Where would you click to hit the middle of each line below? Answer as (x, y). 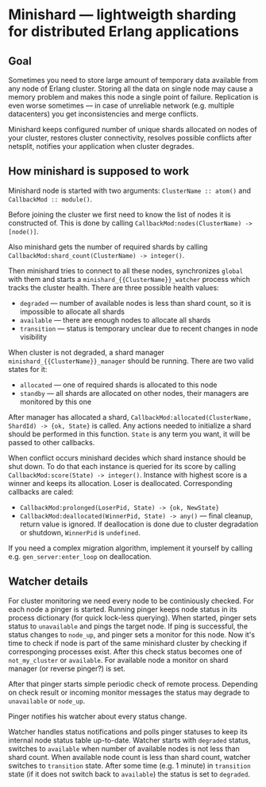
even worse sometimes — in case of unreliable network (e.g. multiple (121, 106)
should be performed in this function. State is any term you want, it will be (129, 434)
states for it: (28, 369)
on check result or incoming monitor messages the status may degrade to (129, 692)
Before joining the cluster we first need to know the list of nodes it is (120, 214)
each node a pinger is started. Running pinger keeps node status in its (123, 609)
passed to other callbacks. (52, 442)
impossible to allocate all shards (72, 311)
